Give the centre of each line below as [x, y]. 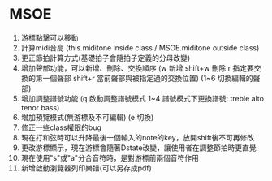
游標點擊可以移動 [50, 37]
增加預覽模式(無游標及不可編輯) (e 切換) [87, 117]
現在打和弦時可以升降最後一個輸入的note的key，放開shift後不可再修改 [138, 137]
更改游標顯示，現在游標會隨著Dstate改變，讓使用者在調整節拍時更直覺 [138, 148]
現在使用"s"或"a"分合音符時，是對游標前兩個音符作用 [110, 157]
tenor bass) [40, 107]
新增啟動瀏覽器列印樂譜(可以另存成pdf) [86, 168]
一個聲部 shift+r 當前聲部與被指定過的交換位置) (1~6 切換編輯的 [148, 78]
